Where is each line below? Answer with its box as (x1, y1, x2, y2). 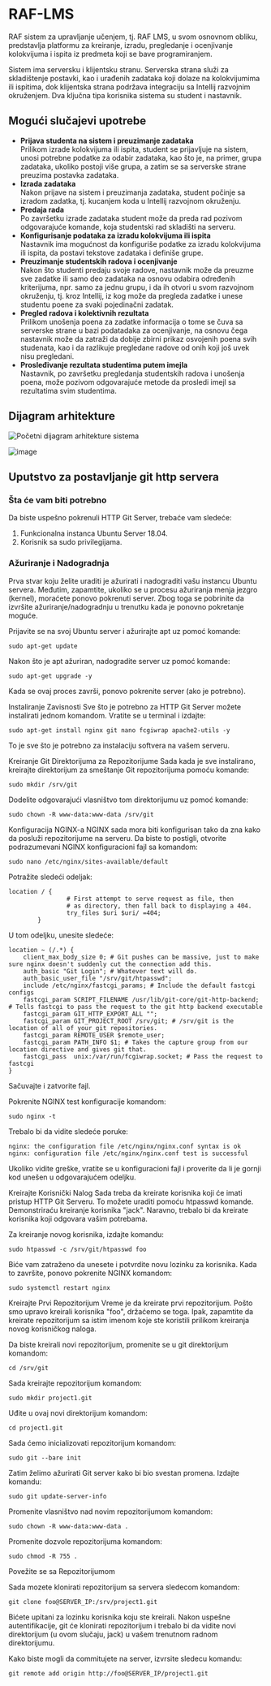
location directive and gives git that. (8, 1045, 148, 1054)
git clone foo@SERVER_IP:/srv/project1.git (8, 1598, 158, 1606)
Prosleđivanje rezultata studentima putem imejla (19, 360, 188, 369)
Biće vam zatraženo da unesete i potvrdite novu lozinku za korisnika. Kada (8, 1259, 257, 1269)
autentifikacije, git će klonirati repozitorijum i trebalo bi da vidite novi (8, 1620, 237, 1630)
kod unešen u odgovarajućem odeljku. (8, 1172, 136, 1182)
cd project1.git (8, 1424, 63, 1432)
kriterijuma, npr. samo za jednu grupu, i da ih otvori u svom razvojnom (19, 282, 254, 292)
